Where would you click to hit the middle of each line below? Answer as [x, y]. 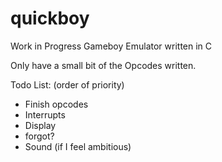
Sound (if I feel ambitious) [78, 146]
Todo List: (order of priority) [67, 84]
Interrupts [45, 114]
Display [40, 125]
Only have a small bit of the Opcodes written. [103, 65]
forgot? [39, 136]
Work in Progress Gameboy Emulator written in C [111, 46]
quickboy [50, 18]
